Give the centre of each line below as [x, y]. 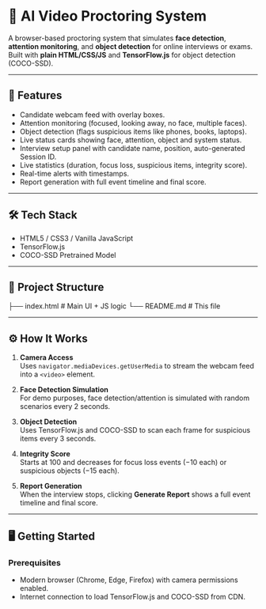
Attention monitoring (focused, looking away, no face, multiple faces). [133, 123]
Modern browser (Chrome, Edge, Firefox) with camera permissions [129, 580]
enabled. [34, 588]
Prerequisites [34, 562]
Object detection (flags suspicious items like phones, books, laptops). [133, 131]
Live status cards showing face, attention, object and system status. [131, 140]
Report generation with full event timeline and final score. [113, 182]
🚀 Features [35, 95]
